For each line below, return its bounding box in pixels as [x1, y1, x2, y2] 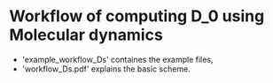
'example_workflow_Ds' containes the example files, [21, 54, 214, 64]
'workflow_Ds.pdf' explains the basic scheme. [21, 64, 191, 74]
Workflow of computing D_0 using [9, 6, 265, 26]
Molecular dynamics [9, 25, 164, 45]
